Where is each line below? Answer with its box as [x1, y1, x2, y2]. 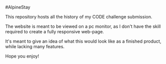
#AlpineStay [5, 4, 31, 10]
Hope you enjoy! [5, 53, 39, 59]
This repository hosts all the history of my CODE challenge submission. [5, 14, 152, 19]
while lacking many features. [5, 44, 65, 49]
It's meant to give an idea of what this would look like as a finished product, [5, 38, 161, 44]
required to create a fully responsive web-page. [5, 29, 104, 34]
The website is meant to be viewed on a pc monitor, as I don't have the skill [5, 23, 161, 29]
